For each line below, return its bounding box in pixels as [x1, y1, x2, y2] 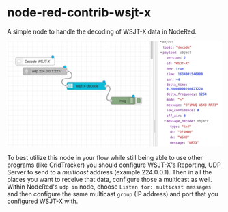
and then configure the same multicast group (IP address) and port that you [7, 190, 218, 198]
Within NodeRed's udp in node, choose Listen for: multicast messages [7, 183, 212, 191]
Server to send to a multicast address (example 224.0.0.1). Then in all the [7, 168, 212, 176]
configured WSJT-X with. [7, 197, 79, 206]
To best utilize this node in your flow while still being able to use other [7, 154, 203, 162]
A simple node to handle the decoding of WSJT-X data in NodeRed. [7, 27, 197, 36]
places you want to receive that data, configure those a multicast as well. [7, 176, 213, 184]
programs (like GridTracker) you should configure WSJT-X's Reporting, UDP [7, 161, 221, 169]
